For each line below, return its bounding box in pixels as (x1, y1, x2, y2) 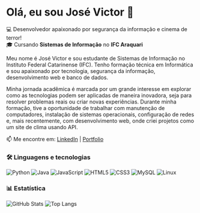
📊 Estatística (6, 184, 46, 193)
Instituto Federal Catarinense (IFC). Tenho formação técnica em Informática (6, 61, 193, 68)
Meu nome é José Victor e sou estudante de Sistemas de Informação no (6, 54, 185, 62)
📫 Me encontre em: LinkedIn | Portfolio (6, 135, 104, 142)
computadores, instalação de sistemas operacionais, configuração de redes (6, 111, 195, 118)
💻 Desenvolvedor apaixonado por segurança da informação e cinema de (6, 25, 187, 32)
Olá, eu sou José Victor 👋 (6, 5, 134, 19)
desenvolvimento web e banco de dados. (6, 74, 109, 81)
